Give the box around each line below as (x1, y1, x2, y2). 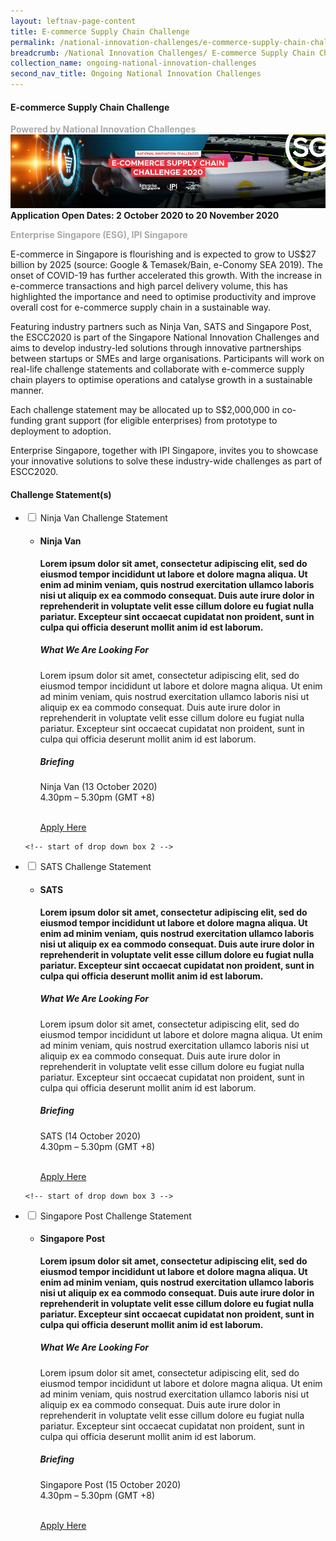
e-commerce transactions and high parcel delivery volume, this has (10, 280, 288, 292)
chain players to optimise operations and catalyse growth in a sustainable (10, 374, 313, 386)
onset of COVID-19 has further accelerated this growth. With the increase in (10, 270, 323, 282)
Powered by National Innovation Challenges (10, 123, 197, 135)
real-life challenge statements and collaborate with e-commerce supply (10, 363, 305, 375)
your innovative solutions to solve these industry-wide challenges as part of (10, 455, 323, 467)
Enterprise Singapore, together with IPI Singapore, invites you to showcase (10, 445, 319, 457)
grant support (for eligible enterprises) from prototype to (44, 415, 278, 427)
